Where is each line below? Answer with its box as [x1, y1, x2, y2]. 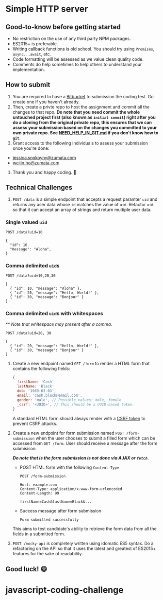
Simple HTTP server [5, 3, 88, 15]
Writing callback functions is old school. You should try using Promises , [12, 46, 155, 52]
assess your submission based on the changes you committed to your [12, 124, 157, 130]
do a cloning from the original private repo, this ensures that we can [12, 119, 152, 125]
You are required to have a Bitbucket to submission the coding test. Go [12, 93, 154, 99]
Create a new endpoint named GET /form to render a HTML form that [12, 360, 150, 366]
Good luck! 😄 [5, 565, 48, 573]
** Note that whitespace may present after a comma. [5, 321, 113, 327]
